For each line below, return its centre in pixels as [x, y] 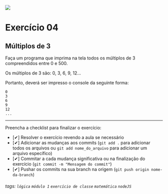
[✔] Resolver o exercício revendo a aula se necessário [68, 137]
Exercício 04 [32, 28]
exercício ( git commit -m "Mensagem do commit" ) [62, 164]
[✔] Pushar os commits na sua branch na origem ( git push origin [80, 169]
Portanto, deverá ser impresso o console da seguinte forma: [67, 83]
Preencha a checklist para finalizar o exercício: [53, 128]
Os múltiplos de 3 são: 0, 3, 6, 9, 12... [43, 73]
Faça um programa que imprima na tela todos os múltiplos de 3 [70, 58]
